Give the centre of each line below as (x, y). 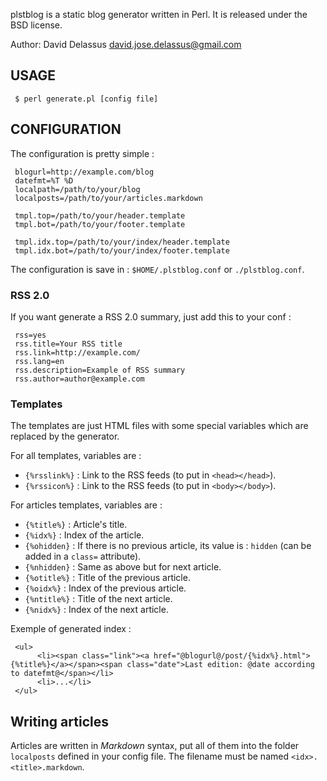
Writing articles (59, 721)
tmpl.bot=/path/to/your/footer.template (100, 224)
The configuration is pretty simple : (82, 153)
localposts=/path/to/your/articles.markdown (108, 198)
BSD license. (36, 25)
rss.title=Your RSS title (68, 344)
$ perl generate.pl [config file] (86, 99)
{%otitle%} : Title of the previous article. (107, 578)
